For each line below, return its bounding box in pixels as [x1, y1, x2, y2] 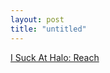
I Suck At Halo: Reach [10, 51, 100, 63]
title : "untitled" [10, 24, 87, 34]
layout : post [10, 14, 65, 25]
